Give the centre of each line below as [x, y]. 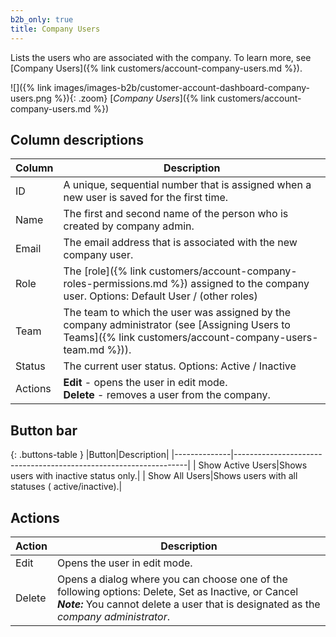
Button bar [44, 430]
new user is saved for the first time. [146, 198]
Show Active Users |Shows [253, 465]
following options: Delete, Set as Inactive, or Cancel [177, 591]
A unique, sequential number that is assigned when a [187, 185]
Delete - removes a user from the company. [167, 395]
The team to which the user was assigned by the [177, 313]
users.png [31, 98]
